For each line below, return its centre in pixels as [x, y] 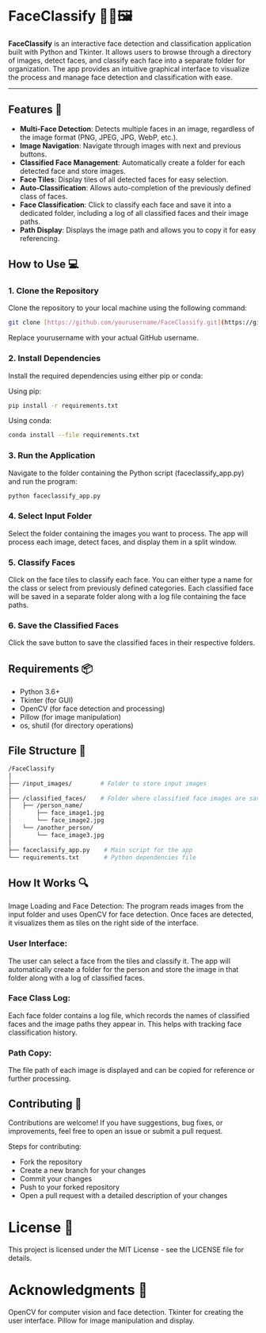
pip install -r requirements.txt [63, 405]
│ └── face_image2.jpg [56, 820]
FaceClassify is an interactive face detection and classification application [130, 43]
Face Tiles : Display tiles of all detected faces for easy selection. [124, 179]
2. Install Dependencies [55, 359]
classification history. [43, 1032]
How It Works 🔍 [48, 883]
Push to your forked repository [70, 1187]
